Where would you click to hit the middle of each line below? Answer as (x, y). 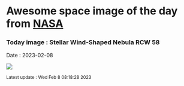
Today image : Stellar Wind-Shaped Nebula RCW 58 (83, 42)
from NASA (35, 24)
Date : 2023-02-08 (30, 56)
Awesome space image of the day (92, 11)
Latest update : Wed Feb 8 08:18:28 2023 (49, 78)
